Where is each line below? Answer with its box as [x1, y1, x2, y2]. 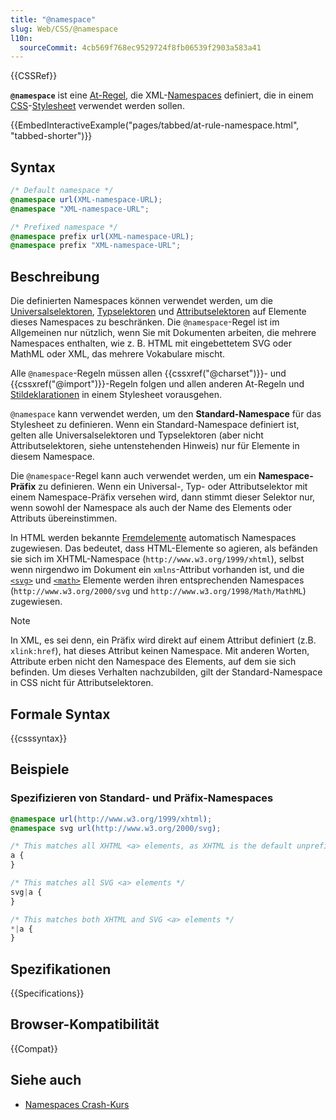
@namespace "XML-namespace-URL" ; [10, 204, 150, 214]
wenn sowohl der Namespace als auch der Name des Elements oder [10, 502, 292, 514]
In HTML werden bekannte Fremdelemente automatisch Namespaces [10, 532, 297, 544]
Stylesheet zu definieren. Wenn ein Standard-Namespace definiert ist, [10, 419, 300, 431]
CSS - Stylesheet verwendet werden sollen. [10, 100, 185, 112]
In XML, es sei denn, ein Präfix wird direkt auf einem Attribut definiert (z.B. [10, 634, 317, 646]
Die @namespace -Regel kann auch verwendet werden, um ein [10, 470, 257, 482]
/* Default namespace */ [10, 186, 114, 196]
